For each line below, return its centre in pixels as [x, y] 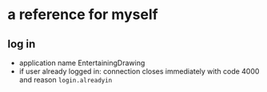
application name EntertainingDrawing [82, 63]
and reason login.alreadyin [66, 80]
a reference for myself [83, 15]
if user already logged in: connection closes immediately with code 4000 [139, 71]
